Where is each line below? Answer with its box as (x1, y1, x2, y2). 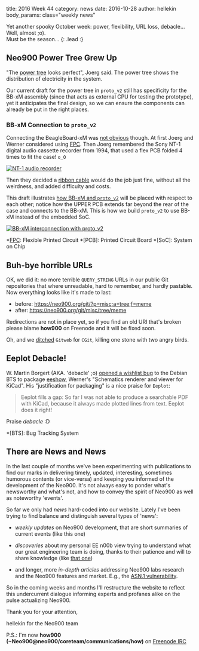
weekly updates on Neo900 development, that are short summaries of (14, 524, 188, 531)
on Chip (6, 243, 26, 250)
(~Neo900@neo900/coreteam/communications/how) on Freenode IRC (6, 637, 186, 644)
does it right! (20, 406, 53, 413)
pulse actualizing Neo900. (6, 597, 71, 604)
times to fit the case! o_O (6, 153, 66, 161)
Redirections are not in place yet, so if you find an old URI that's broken (6, 318, 182, 325)
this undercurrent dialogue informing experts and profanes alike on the (6, 590, 180, 597)
